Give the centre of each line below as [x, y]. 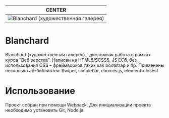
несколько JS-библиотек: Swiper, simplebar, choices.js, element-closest [82, 70]
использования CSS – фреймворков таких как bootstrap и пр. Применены [85, 65]
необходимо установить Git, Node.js [44, 110]
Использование [40, 91]
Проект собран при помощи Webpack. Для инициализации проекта [78, 104]
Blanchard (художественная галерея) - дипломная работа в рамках [78, 54]
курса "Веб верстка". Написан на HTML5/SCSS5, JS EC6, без [71, 60]
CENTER [56, 10]
